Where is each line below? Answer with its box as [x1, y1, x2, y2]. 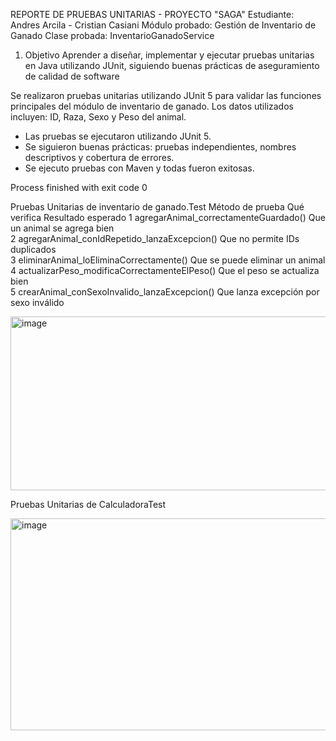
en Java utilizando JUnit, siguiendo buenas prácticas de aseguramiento [24, 60, 320, 71]
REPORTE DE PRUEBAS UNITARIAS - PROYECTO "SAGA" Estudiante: [10, 9, 295, 20]
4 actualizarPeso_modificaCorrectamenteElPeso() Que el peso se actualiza [10, 265, 320, 276]
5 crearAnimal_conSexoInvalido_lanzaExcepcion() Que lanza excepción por [10, 286, 320, 298]
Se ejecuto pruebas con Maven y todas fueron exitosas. [24, 162, 255, 174]
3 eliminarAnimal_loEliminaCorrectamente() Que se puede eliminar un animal [10, 254, 326, 266]
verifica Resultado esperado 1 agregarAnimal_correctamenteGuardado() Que [10, 212, 326, 223]
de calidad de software [24, 70, 120, 82]
